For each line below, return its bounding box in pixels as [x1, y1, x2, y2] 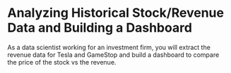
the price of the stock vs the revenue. [7, 58, 117, 66]
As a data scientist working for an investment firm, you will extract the [7, 43, 211, 51]
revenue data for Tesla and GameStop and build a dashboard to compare [7, 51, 220, 59]
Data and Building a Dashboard [7, 20, 193, 36]
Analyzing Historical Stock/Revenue [7, 5, 225, 21]
